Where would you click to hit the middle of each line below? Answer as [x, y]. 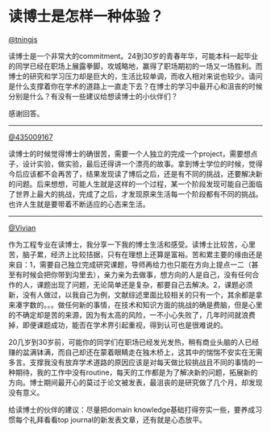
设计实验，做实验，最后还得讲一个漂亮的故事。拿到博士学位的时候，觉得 [142, 164]
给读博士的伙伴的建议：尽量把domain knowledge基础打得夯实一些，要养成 [132, 409]
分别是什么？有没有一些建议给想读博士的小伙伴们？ [93, 96]
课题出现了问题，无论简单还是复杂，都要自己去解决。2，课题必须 [144, 285]
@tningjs [23, 39]
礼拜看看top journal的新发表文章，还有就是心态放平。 [118, 419]
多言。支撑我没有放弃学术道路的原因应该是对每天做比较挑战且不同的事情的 [132, 362]
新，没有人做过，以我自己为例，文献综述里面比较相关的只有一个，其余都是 [132, 294]
